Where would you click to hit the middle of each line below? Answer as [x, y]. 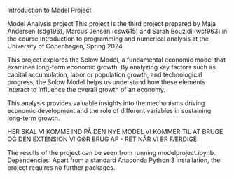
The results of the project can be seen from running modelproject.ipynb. [111, 153]
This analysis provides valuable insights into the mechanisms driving [106, 103]
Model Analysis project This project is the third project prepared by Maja [111, 24]
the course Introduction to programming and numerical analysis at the [108, 39]
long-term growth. [34, 118]
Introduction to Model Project [49, 10]
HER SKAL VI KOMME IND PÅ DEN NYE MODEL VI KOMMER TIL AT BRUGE [115, 132]
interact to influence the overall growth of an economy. [87, 89]
